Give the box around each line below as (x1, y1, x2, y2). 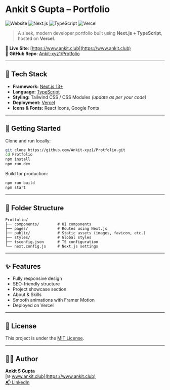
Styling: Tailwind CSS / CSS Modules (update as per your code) (12, 94, 147, 100)
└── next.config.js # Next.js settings (5, 243, 99, 249)
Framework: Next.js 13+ (12, 83, 63, 89)
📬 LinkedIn (5, 379, 30, 385)
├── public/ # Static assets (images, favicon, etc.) (5, 230, 146, 235)
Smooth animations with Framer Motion (12, 297, 95, 303)
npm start (5, 185, 26, 190)
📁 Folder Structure (5, 204, 64, 213)
